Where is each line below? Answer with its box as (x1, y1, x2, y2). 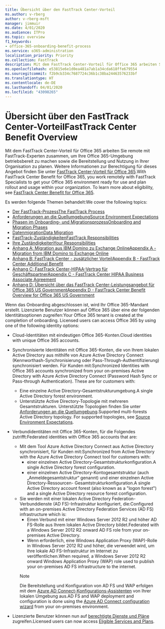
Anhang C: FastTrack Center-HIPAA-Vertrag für (12, 266, 108, 272)
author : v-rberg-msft (5, 16, 50, 21)
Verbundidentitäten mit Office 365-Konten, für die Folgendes (12, 429, 136, 435)
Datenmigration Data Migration (12, 230, 74, 236)
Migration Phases (12, 224, 48, 230)
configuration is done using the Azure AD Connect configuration (19, 599, 150, 604)
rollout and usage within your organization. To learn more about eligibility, (5, 184, 154, 190)
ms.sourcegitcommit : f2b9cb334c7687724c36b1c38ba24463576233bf (5, 71, 137, 76)
